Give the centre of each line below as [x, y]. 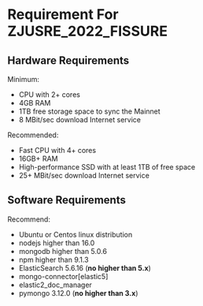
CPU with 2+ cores [49, 95]
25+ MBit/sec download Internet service [84, 175]
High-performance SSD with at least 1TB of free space [107, 167]
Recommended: [33, 135]
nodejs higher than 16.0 [57, 243]
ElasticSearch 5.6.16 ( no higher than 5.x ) [85, 268]
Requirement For [63, 15]
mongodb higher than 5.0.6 [63, 251]
